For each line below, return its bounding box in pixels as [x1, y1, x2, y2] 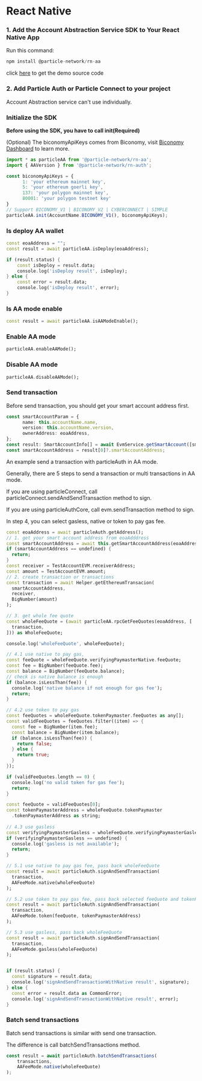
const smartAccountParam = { [6, 414, 79, 420]
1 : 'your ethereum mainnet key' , [22, 179, 106, 185]
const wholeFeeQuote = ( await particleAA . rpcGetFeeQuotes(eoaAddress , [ [6, 618, 192, 625]
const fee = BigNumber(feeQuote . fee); [6, 662, 103, 669]
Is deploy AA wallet [6, 226, 64, 235]
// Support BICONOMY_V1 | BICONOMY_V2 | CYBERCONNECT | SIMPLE [6, 207, 168, 213]
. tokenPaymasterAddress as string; [11, 813, 101, 819]
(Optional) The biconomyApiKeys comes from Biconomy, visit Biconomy [6, 139, 185, 146]
